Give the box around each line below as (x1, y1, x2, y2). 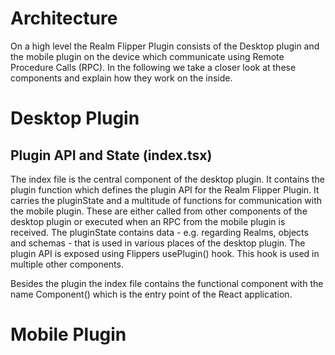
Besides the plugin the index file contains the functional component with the (10, 277, 324, 289)
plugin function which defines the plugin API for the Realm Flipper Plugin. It (10, 183, 320, 196)
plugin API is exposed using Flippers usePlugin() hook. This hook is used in (10, 247, 320, 259)
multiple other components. (10, 258, 124, 270)
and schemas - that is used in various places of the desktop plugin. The (10, 237, 306, 249)
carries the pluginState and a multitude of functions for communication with (10, 194, 323, 206)
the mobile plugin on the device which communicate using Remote (10, 50, 285, 62)
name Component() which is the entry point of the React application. (10, 288, 293, 300)
